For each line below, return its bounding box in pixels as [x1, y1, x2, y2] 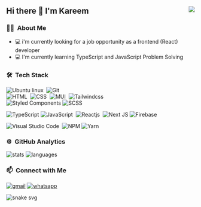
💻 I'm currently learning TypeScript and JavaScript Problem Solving [14, 53, 184, 60]
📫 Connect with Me [6, 166, 67, 175]
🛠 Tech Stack [6, 71, 49, 79]
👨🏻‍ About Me [6, 24, 47, 32]
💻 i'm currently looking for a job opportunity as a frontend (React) [14, 38, 178, 45]
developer [14, 46, 40, 54]
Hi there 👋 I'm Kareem [6, 6, 89, 16]
